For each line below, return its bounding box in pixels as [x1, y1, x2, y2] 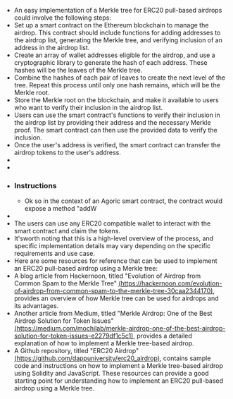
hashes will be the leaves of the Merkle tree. [13, 66, 143, 74]
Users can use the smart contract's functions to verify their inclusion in [13, 111, 220, 119]
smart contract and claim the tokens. [13, 227, 121, 235]
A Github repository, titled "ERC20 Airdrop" [13, 347, 139, 355]
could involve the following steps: [13, 13, 111, 22]
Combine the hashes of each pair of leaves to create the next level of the [13, 73, 226, 82]
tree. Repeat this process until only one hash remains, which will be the [13, 81, 220, 89]
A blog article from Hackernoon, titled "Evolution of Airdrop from [13, 271, 201, 281]
